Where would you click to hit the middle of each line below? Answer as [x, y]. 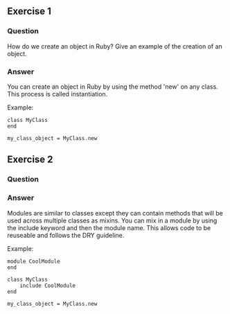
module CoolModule [34, 261]
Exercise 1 [29, 11]
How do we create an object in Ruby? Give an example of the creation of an [115, 46]
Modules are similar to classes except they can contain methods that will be [115, 213]
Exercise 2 [30, 160]
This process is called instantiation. [57, 94]
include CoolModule [48, 286]
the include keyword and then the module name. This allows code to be [109, 227]
